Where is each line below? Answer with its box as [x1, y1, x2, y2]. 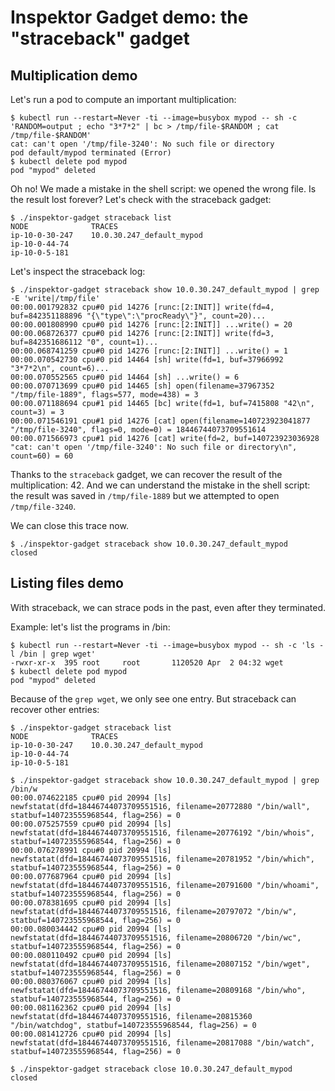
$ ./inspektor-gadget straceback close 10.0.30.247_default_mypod [10, 1064, 293, 1074]
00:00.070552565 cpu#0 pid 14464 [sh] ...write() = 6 [10, 372, 240, 382]
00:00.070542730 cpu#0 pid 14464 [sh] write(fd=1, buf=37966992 [10, 355, 284, 365]
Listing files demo [10, 575, 124, 592]
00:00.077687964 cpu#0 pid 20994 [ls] [10, 871, 172, 881]
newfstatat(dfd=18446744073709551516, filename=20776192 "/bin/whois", [10, 827, 315, 838]
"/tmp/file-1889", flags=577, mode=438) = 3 [10, 390, 199, 400]
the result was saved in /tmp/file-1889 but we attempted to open [10, 490, 280, 501]
